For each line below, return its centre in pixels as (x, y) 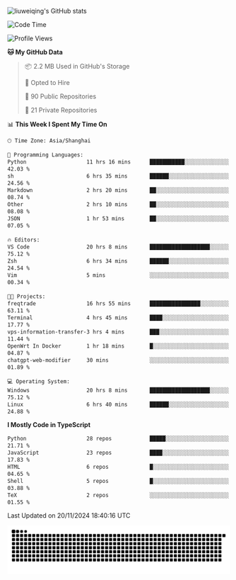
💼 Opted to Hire (47, 83)
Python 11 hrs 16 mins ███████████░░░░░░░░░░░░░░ (118, 162)
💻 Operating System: (39, 382)
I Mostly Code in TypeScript (49, 425)
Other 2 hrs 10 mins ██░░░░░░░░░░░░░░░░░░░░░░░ (118, 205)
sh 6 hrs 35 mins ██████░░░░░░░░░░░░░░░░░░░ (118, 176)
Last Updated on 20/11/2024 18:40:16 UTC (69, 516)
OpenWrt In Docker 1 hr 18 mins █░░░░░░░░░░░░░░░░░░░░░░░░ (118, 346)
